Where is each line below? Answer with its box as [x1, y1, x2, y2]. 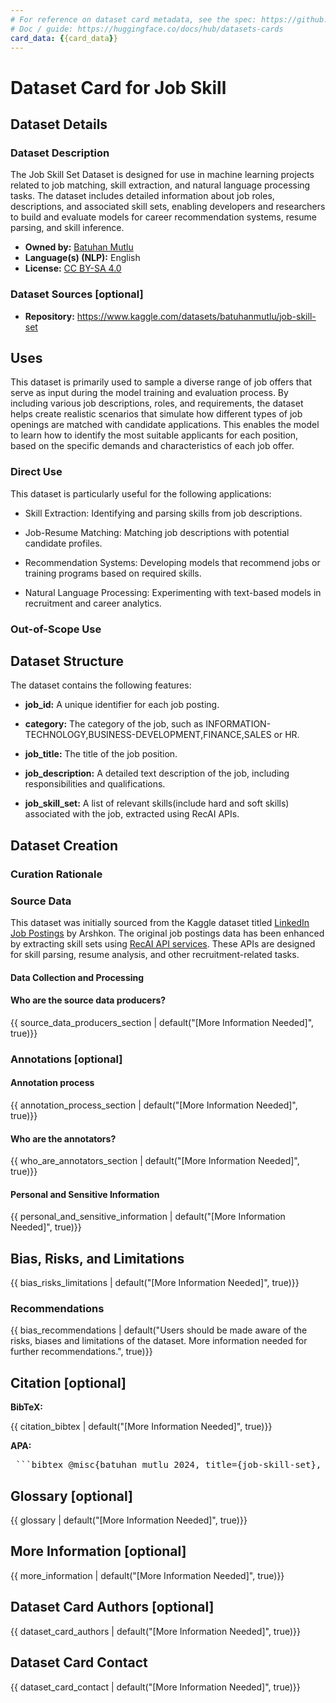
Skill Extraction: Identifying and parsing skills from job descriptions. [24, 507, 303, 519]
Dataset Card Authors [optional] [10, 1599, 215, 1616]
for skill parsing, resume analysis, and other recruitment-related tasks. [10, 949, 300, 960]
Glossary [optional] [10, 1487, 133, 1505]
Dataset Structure [10, 652, 125, 670]
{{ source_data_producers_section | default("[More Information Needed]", [10, 1016, 315, 1028]
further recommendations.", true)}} [10, 1346, 153, 1358]
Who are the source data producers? [10, 994, 167, 1006]
